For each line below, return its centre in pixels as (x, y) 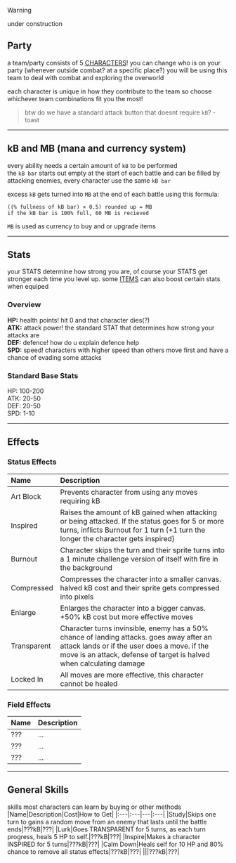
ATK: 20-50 (24, 398)
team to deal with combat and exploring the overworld (86, 77)
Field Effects (29, 704)
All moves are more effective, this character (132, 675)
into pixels (77, 597)
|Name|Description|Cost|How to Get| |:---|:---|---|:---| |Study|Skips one (112, 814)
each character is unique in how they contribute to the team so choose (110, 91)
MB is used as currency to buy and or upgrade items (81, 226)
